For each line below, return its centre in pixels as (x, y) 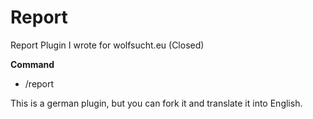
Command (32, 64)
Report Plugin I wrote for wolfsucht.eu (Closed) (107, 45)
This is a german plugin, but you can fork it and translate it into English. (156, 103)
